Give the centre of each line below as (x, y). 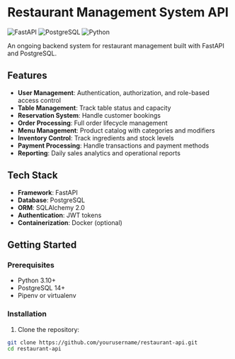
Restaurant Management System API (118, 12)
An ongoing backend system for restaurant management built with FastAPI (116, 45)
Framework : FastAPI (47, 192)
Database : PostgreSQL (51, 200)
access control (39, 100)
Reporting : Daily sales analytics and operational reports (99, 153)
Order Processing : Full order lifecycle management (92, 123)
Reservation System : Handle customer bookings (89, 115)
